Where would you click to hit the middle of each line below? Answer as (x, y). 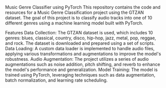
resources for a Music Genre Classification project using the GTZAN (75, 12)
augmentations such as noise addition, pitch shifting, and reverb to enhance (83, 64)
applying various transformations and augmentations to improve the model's (83, 54)
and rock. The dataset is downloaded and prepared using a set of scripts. (80, 43)
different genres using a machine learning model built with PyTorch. (74, 23)
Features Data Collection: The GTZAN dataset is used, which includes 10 (79, 33)
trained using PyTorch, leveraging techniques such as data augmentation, (80, 75)
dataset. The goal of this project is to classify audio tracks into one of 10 (79, 18)
